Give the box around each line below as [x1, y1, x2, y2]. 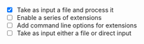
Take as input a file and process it [16, 6, 114, 14]
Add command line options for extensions [16, 21, 138, 30]
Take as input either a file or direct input [16, 29, 132, 37]
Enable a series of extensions [16, 14, 102, 22]
